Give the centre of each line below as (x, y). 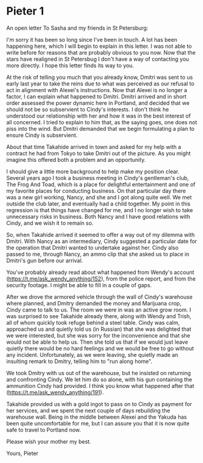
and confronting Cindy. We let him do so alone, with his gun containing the (99, 379)
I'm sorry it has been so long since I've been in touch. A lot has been (92, 39)
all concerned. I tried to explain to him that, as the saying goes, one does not (102, 122)
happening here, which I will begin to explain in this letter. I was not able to (99, 46)
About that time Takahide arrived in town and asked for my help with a (94, 147)
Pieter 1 (25, 11)
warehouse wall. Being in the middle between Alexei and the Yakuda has (97, 417)
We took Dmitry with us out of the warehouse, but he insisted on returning (98, 373)
